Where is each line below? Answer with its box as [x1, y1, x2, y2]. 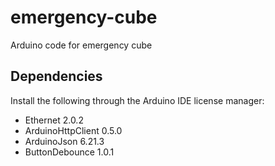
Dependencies [10, 68, 103, 85]
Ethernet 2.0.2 [24, 114, 84, 126]
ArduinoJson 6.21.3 [24, 135, 105, 147]
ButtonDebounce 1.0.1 [24, 146, 115, 158]
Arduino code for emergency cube [10, 39, 153, 51]
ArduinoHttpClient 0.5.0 [24, 124, 123, 136]
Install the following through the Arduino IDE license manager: [10, 94, 265, 106]
